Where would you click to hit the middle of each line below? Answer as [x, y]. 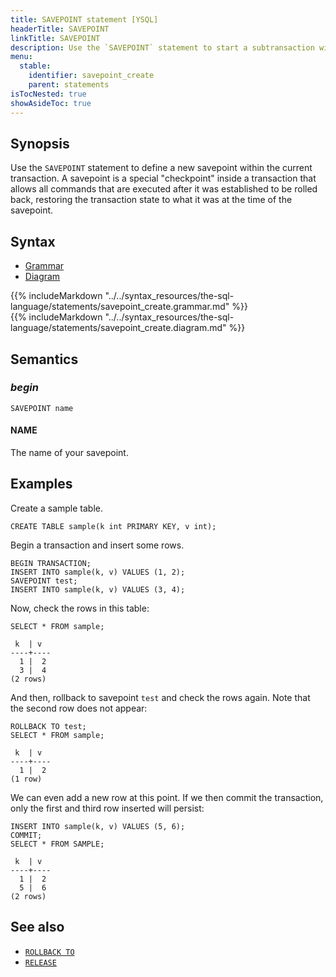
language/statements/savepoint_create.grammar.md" [120, 307]
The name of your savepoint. [69, 453]
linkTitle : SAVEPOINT [55, 38]
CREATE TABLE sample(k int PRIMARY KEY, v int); [113, 526]
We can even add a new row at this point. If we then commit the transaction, [167, 797]
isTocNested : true [48, 94]
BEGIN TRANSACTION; [51, 563]
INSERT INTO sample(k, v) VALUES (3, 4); [98, 589]
